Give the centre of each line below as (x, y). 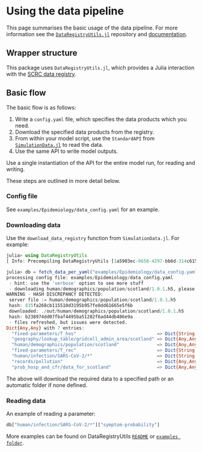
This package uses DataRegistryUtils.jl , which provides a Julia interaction (100, 67)
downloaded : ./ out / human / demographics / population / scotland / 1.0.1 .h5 (96, 311)
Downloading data (34, 225)
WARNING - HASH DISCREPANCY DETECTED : (55, 294)
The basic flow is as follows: (41, 107)
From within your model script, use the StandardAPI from (85, 138)
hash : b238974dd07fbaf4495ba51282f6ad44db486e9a (71, 317)
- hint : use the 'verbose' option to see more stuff (76, 283)
